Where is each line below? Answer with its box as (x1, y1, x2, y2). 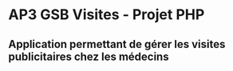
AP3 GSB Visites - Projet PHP (8, 6, 205, 24)
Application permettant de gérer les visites (8, 37, 226, 51)
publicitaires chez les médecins (8, 49, 169, 63)
